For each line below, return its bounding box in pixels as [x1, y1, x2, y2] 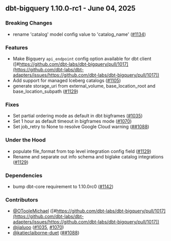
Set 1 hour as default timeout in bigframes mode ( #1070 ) [12, 118, 132, 125]
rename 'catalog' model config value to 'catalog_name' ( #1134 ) [12, 31, 146, 37]
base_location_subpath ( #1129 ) [12, 88, 79, 94]
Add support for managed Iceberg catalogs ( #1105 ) [12, 77, 121, 84]
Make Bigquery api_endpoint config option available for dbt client [12, 55, 151, 62]
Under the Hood [5, 136, 46, 144]
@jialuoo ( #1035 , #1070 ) [12, 224, 64, 230]
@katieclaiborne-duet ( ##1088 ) [12, 230, 80, 236]
